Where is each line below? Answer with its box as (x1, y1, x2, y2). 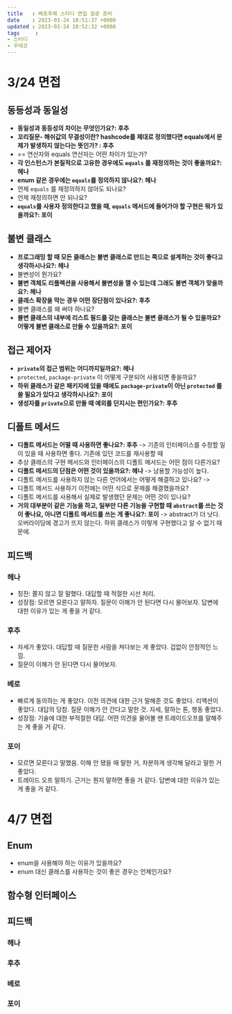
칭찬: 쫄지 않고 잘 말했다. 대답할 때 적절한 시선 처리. (17, 589, 156, 598)
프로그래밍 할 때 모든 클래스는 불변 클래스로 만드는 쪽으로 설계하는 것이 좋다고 (17, 253, 224, 261)
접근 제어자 (7, 344, 52, 356)
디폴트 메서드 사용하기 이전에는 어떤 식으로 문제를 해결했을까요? (17, 484, 189, 493)
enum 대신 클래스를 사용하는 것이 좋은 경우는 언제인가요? (17, 868, 172, 876)
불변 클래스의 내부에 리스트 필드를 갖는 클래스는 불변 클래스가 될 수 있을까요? (17, 313, 222, 321)
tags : (7, 29, 39, 37)
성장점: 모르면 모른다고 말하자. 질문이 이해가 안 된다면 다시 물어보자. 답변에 (17, 598, 219, 607)
